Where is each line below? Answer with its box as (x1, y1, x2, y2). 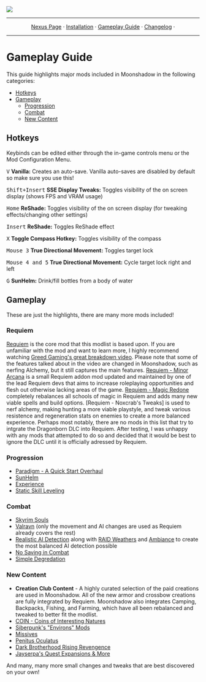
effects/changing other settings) (6, 211, 88, 218)
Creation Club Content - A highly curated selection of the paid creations (15, 584, 199, 592)
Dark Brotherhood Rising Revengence (15, 643, 111, 651)
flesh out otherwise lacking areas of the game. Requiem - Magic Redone (6, 386, 189, 393)
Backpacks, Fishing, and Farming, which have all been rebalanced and (15, 604, 194, 611)
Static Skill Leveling (15, 487, 65, 494)
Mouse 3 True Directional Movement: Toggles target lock (6, 246, 153, 254)
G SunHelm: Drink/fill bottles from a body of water (6, 277, 133, 284)
